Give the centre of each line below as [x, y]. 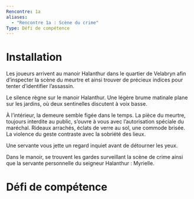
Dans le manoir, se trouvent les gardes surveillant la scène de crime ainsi [95, 157]
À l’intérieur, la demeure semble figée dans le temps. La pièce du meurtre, [96, 115]
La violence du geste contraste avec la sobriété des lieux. [76, 134]
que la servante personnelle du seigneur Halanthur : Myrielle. [80, 164]
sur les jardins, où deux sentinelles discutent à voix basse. [77, 104]
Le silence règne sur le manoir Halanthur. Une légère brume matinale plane [97, 97]
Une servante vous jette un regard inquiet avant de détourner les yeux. [92, 146]
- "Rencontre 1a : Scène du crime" [55, 22]
